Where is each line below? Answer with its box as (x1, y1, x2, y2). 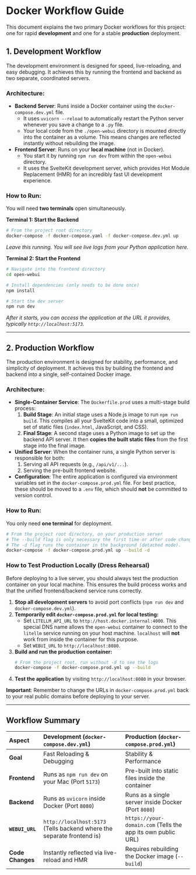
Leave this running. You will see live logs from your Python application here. (6, 244, 189, 251)
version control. (14, 492, 52, 499)
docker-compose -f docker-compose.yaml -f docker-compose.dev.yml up (6, 233, 179, 239)
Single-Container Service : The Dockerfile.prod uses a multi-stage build (14, 399, 190, 406)
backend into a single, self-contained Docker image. (6, 371, 132, 378)
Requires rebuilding (125, 845, 179, 853)
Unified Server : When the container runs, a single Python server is (14, 449, 176, 456)
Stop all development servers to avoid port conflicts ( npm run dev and (14, 598, 184, 605)
